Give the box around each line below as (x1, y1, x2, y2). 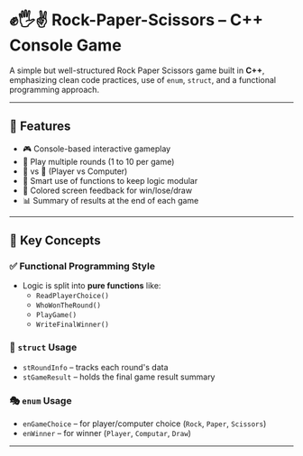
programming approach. (9, 84, 100, 95)
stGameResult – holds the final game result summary (22, 371, 216, 382)
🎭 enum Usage (9, 394, 72, 406)
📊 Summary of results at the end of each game (22, 195, 199, 205)
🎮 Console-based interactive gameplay (22, 143, 171, 154)
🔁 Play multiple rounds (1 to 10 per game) (22, 156, 175, 167)
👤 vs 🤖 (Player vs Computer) (22, 166, 128, 177)
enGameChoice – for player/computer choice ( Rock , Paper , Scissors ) (22, 418, 267, 429)
